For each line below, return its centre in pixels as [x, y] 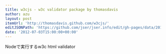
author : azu [17, 14]
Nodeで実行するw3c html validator [40, 46]
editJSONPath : [20, 28]
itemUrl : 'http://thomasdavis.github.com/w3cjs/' [57, 23]
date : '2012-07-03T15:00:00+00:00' [42, 32]
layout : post [19, 18]
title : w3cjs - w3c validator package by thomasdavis [62, 9]
